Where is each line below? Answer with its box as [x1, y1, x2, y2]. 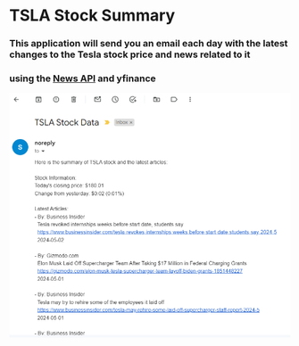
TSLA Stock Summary [9, 5, 176, 26]
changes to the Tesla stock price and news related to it [9, 48, 251, 61]
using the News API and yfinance [9, 72, 156, 85]
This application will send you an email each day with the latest [9, 37, 288, 50]
